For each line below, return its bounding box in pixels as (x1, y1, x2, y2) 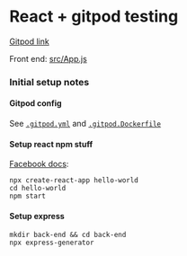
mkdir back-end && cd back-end (9, 231, 127, 240)
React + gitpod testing (9, 6, 179, 27)
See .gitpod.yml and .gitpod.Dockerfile (9, 119, 162, 129)
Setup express (9, 210, 65, 221)
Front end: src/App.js (9, 53, 87, 64)
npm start (9, 191, 47, 201)
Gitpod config (9, 98, 62, 109)
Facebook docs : (9, 159, 69, 170)
